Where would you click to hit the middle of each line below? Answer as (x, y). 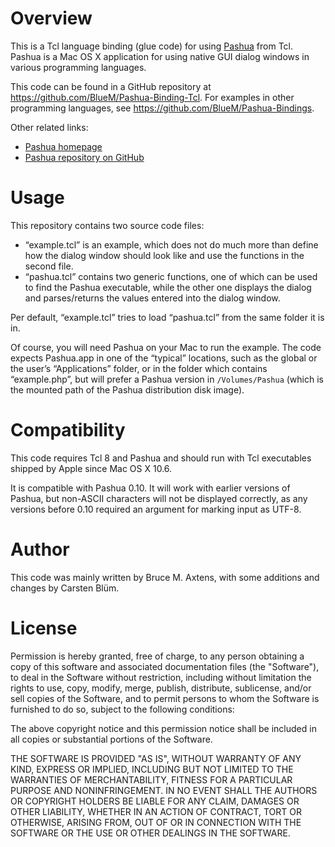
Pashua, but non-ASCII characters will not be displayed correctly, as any (159, 498)
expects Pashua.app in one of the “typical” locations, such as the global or (164, 358)
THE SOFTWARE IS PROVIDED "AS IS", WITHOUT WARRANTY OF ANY (156, 758)
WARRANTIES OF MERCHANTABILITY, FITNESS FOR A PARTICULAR (151, 779)
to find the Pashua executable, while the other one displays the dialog (168, 287)
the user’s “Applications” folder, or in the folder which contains (139, 368)
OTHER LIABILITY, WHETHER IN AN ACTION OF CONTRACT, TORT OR (156, 811)
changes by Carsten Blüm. (65, 588)
